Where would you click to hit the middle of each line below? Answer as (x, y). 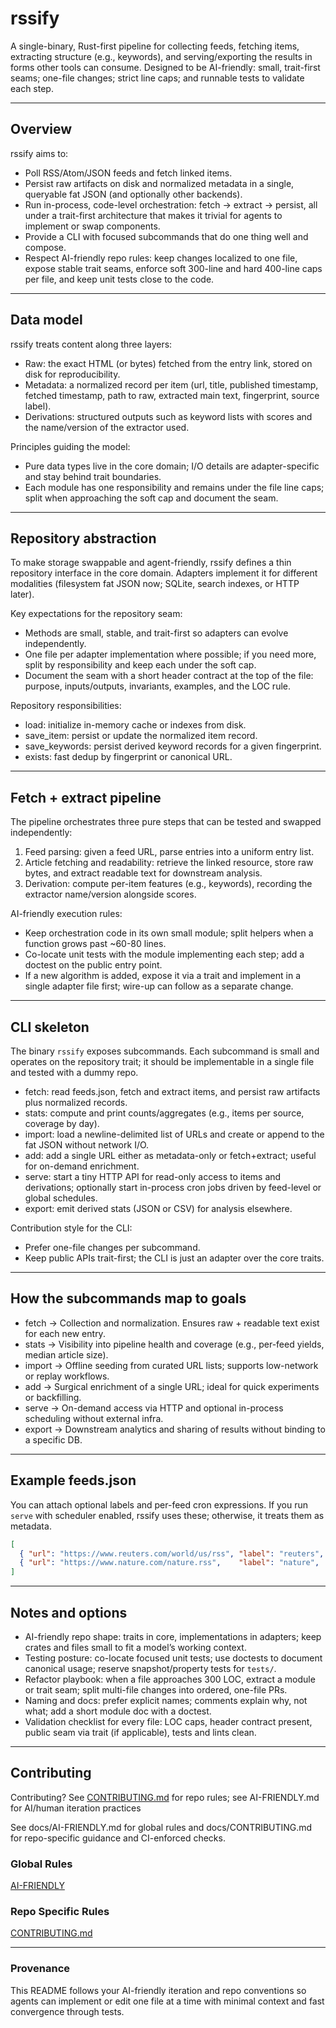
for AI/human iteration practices (76, 1808)
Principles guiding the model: (70, 446)
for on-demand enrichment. (82, 1166)
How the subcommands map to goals (128, 1298)
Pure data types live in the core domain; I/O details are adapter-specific (172, 466)
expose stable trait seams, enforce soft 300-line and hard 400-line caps (173, 268)
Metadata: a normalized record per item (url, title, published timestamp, (171, 384)
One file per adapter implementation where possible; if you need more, (170, 654)
